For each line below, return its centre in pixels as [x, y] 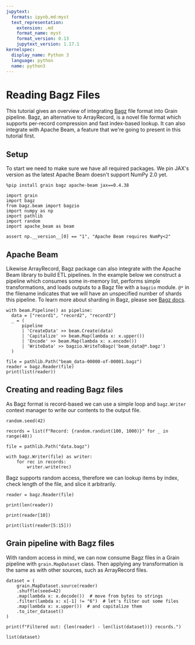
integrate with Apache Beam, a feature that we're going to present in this [93, 130]
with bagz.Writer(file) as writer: [49, 457]
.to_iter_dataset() [40, 611]
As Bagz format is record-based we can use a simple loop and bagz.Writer [96, 404]
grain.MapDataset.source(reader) [57, 586]
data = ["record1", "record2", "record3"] [64, 315]
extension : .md [35, 28]
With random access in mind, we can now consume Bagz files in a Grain [93, 557]
